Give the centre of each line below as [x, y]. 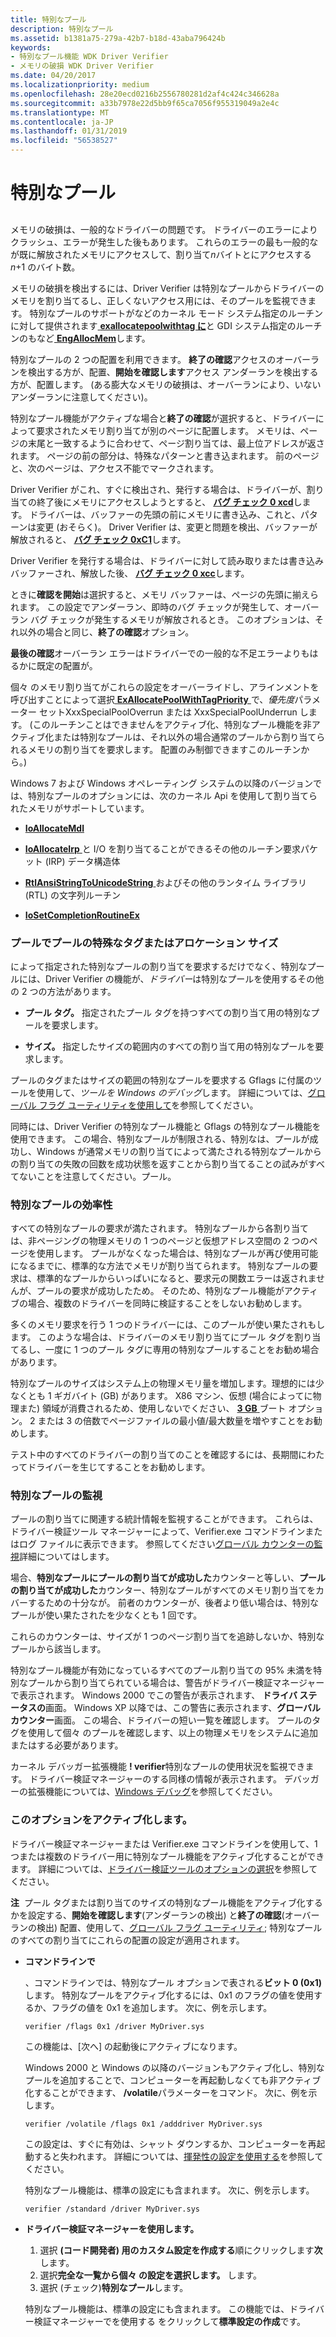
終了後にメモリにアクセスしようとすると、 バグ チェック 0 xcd [165, 502]
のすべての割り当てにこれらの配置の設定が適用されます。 [127, 1940]
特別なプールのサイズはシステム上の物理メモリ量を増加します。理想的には [163, 1383]
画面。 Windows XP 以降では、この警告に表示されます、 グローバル [183, 1708]
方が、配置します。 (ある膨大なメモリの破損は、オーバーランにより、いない [166, 384]
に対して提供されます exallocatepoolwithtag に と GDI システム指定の [153, 325]
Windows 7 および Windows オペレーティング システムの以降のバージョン [162, 783]
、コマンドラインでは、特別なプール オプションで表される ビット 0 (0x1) [173, 1982]
